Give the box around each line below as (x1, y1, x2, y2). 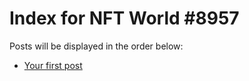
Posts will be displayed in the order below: (9, 40, 184, 52)
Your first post (23, 59, 83, 71)
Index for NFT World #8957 (9, 7, 240, 30)
